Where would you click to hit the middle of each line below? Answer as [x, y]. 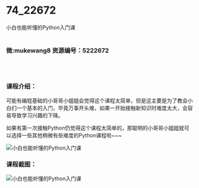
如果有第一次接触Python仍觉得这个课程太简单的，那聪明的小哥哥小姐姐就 [95, 128]
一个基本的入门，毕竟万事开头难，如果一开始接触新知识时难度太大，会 [102, 108]
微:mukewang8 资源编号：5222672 [58, 50]
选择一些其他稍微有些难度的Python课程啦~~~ [67, 135]
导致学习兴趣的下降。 [37, 115]
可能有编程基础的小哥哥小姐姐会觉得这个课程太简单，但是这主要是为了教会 [97, 101]
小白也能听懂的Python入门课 [41, 27]
